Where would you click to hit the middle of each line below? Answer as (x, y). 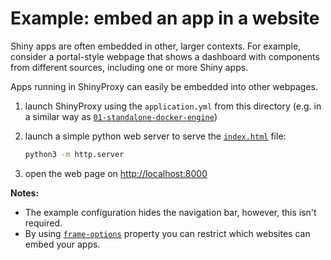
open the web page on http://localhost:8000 (116, 173)
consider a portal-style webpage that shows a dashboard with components (165, 56)
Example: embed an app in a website (165, 18)
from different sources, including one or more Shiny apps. (129, 67)
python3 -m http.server (74, 154)
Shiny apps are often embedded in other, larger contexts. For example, (156, 46)
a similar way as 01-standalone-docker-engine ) (121, 116)
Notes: (25, 193)
